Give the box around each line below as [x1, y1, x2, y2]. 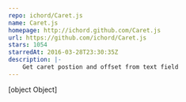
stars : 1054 [8, 41, 47, 49]
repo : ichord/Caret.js [8, 11, 83, 20]
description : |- [8, 56, 62, 64]
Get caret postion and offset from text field [22, 63, 179, 71]
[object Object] [8, 85, 58, 94]
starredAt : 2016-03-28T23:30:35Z [8, 48, 119, 56]
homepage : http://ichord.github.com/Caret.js [8, 26, 161, 34]
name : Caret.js [8, 19, 59, 27]
